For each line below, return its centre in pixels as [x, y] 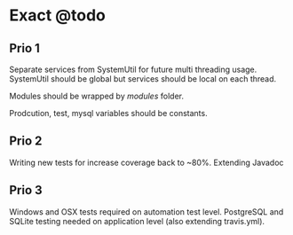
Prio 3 [26, 190]
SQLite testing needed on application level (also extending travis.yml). [137, 221]
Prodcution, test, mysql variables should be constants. [108, 113]
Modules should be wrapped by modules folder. [97, 96]
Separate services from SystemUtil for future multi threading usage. [133, 69]
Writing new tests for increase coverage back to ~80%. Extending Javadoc [146, 162]
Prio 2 [26, 141]
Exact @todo [58, 16]
